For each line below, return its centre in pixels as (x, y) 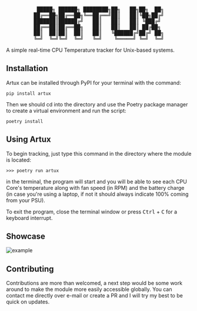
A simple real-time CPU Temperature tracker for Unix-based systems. (91, 50)
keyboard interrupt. (29, 218)
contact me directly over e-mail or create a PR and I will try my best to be (95, 296)
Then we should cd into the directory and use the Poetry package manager (97, 104)
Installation (27, 68)
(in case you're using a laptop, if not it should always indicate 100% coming (98, 194)
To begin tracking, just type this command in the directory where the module (99, 153)
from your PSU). (26, 200)
